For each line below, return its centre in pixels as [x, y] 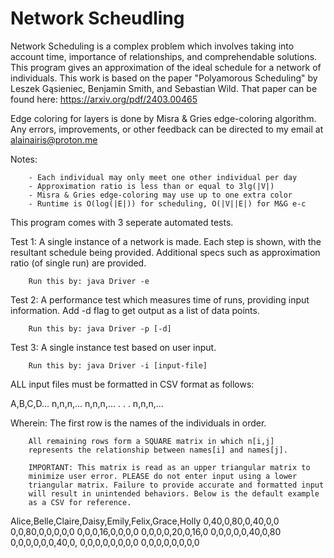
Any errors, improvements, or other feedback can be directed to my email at [167, 129]
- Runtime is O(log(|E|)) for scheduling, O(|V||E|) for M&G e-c [167, 203]
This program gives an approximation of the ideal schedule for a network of [166, 67]
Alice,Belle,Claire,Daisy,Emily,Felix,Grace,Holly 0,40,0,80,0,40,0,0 [145, 521]
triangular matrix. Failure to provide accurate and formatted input [176, 485]
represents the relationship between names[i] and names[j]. [158, 450]
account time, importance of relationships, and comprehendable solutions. [164, 56]
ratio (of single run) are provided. [78, 263]
